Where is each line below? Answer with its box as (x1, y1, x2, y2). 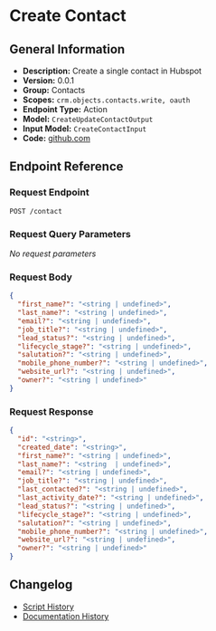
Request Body (9, 271, 72, 283)
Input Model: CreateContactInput (22, 123, 147, 134)
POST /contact (9, 206, 63, 215)
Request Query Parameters (9, 227, 131, 240)
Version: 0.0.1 (22, 75, 75, 86)
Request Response (9, 405, 94, 417)
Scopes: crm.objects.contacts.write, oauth (22, 94, 191, 105)
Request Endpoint (9, 186, 89, 199)
